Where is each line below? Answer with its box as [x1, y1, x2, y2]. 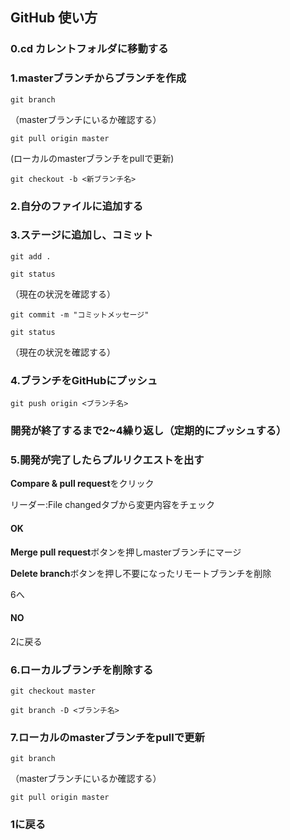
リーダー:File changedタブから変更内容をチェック [10, 499, 215, 511]
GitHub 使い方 [10, 9, 98, 27]
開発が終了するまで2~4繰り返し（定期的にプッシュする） [10, 424, 287, 438]
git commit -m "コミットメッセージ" [10, 309, 150, 320]
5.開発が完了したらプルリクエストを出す [10, 453, 205, 467]
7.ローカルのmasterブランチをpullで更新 [10, 730, 205, 744]
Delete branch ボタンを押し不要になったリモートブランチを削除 [10, 567, 272, 579]
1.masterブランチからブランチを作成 [10, 71, 187, 85]
